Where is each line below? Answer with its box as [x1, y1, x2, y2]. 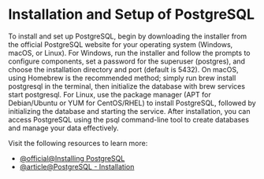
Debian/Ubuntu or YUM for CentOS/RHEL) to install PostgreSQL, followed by [8, 98, 256, 108]
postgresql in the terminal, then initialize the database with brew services [8, 81, 246, 91]
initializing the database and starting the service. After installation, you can [8, 106, 251, 115]
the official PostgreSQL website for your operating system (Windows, [8, 39, 233, 49]
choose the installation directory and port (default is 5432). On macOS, [8, 64, 239, 74]
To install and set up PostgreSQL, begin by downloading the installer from [8, 31, 247, 41]
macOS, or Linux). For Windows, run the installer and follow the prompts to [8, 48, 251, 57]
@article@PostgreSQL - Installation [19, 162, 135, 171]
